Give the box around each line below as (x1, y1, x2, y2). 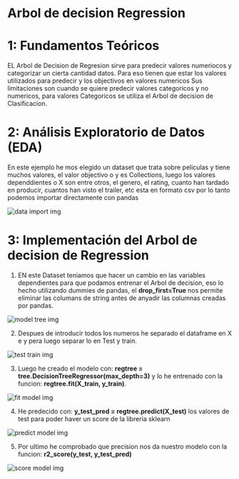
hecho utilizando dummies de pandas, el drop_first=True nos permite (17, 286, 223, 294)
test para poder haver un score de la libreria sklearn (17, 415, 171, 423)
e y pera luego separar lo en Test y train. (17, 337, 138, 345)
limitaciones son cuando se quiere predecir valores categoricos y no (7, 84, 209, 93)
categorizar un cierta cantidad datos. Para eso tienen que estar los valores (7, 69, 227, 78)
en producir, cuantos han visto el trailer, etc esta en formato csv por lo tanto (7, 186, 230, 194)
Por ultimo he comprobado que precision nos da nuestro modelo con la (17, 443, 228, 450)
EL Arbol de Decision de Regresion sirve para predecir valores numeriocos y (7, 61, 232, 70)
